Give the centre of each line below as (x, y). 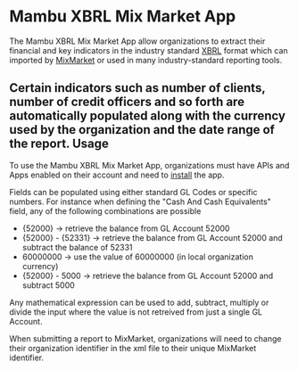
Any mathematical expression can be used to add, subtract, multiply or (139, 302)
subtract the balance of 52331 (77, 247)
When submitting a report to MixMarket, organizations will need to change (145, 338)
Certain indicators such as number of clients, (137, 88)
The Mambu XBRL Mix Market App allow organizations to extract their (137, 41)
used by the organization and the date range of (142, 130)
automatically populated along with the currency (147, 116)
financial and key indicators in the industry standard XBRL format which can (149, 50)
